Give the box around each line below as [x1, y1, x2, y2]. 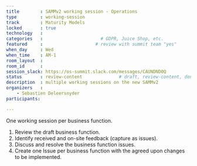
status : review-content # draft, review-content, [6, 74, 182, 80]
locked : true [6, 25, 57, 31]
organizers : [6, 85, 43, 91]
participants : [6, 96, 41, 101]
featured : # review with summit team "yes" [6, 42, 177, 48]
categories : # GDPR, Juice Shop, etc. [6, 36, 164, 42]
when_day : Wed [6, 47, 54, 53]
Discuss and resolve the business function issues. [14, 141, 136, 148]
